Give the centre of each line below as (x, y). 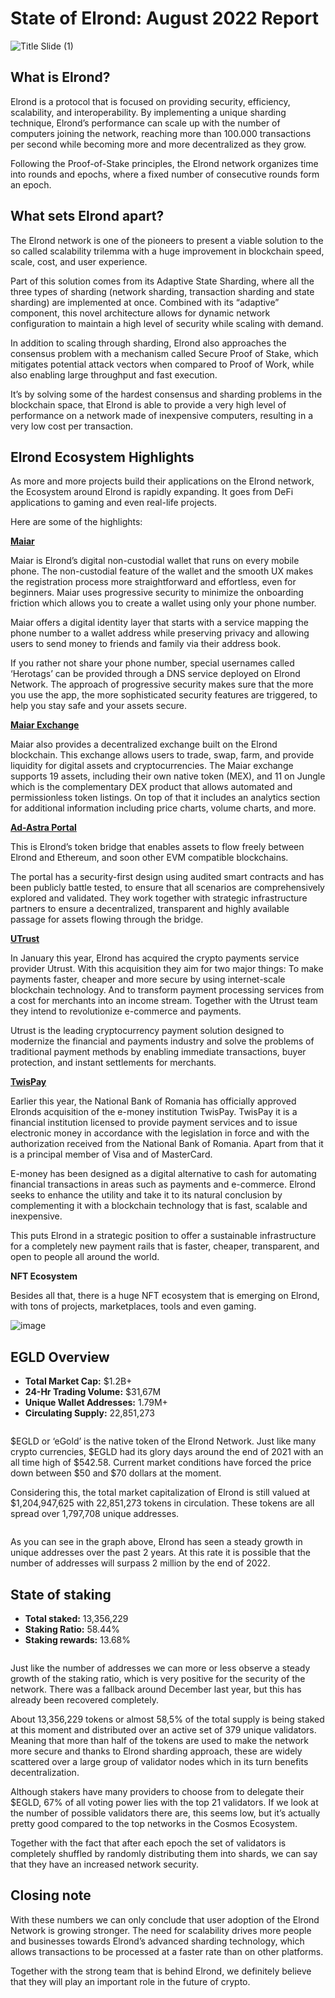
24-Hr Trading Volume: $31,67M (93, 1392)
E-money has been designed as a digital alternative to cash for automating (163, 1174)
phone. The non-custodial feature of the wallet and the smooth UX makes (162, 571)
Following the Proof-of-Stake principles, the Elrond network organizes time (164, 163)
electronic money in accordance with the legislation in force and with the (160, 1133)
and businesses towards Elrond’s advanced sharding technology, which (157, 1941)
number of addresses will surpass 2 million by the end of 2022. (140, 1563)
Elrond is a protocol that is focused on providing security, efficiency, (150, 101)
